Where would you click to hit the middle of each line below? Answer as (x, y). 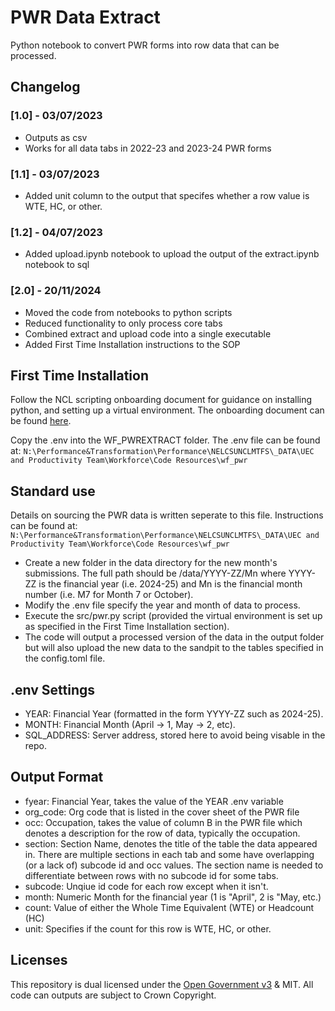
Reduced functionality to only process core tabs (123, 323)
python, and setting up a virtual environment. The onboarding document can (167, 410)
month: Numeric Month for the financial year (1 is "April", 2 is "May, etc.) (173, 897)
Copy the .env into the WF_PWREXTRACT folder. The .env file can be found (165, 440)
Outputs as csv (56, 137)
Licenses (39, 960)
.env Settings (53, 689)
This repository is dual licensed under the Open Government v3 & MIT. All (162, 984)
